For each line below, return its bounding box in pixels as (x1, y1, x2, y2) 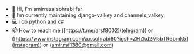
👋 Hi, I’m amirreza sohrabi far (11, 6, 82, 12)
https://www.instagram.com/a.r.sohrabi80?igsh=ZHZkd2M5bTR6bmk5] (15, 35, 188, 42)
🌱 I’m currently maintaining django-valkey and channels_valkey (11, 12, 164, 19)
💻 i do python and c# (11, 18, 65, 25)
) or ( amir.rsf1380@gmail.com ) (39, 41, 113, 48)
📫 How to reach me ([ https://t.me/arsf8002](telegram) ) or (11, 27, 153, 34)
